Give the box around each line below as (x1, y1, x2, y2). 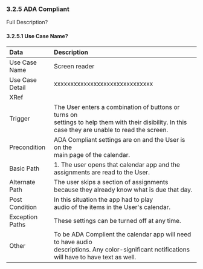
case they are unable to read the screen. (54, 125, 169, 134)
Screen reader (54, 62, 95, 70)
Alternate (9, 178, 36, 186)
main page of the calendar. (54, 150, 130, 159)
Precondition (9, 143, 46, 151)
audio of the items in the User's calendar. (54, 202, 171, 211)
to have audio (54, 237, 92, 246)
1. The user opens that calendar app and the (54, 160, 180, 168)
